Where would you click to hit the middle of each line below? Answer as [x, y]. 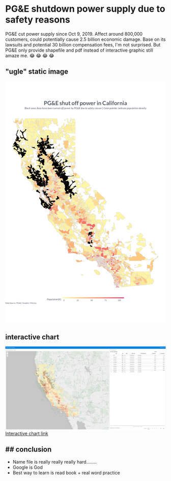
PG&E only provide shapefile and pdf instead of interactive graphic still [79, 50]
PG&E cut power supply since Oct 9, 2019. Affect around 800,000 [74, 34]
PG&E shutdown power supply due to [85, 9]
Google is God [28, 467]
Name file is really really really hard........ [54, 462]
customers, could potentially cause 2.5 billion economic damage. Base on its [86, 39]
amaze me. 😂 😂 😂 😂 [30, 55]
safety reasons [38, 20]
